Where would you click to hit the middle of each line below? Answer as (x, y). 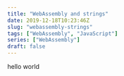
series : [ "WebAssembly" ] (44, 40)
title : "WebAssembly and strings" (58, 14)
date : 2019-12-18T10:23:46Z (49, 20)
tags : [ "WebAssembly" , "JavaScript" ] (63, 33)
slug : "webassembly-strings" (50, 27)
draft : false (26, 46)
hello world (24, 66)
